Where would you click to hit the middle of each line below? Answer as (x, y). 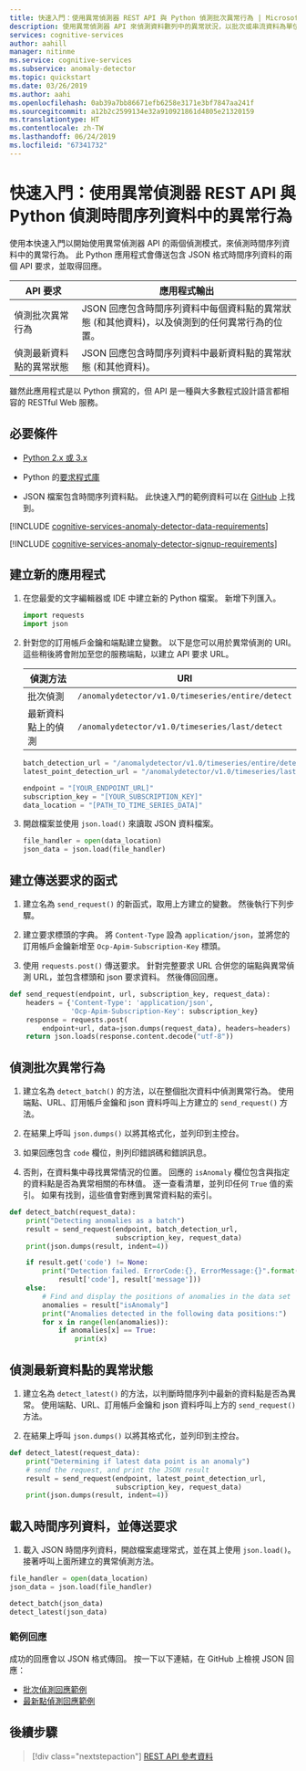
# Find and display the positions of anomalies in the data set (167, 1296)
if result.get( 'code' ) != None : (87, 1263)
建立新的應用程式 (57, 575)
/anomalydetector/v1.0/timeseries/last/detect (180, 727)
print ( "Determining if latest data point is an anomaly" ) (138, 1462)
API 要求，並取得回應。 (63, 266)
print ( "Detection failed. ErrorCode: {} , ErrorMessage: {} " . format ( (171, 1271)
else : (36, 1288)
